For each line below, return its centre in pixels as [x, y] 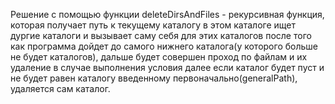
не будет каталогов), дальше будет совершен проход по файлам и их [159, 57]
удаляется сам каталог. [60, 88]
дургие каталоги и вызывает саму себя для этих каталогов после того [161, 35]
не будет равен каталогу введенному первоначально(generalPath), [154, 78]
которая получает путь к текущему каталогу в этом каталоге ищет [153, 25]
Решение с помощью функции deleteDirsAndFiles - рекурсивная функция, [167, 14]
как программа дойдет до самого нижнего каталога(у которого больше [164, 46]
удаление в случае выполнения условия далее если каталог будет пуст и [167, 67]
